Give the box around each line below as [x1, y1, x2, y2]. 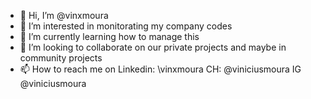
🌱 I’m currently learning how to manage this [19, 31, 200, 42]
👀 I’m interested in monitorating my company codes [19, 20, 233, 32]
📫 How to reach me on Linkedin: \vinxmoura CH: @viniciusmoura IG [19, 63, 302, 75]
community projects [19, 52, 103, 64]
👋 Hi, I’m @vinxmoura [19, 10, 109, 21]
